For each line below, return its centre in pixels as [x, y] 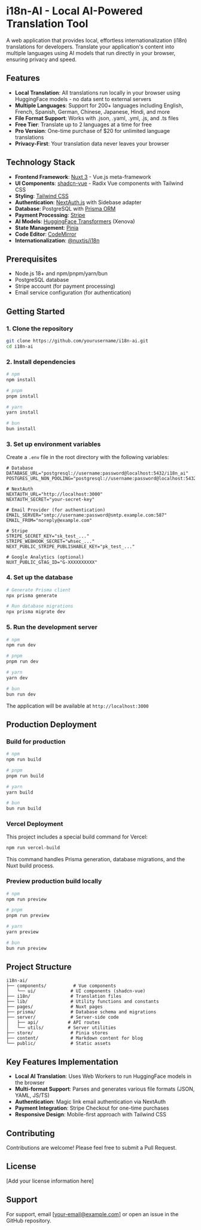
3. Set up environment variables [54, 444]
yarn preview [22, 932]
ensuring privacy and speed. [41, 59]
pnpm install [22, 396]
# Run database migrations [40, 606]
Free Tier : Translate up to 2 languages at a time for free [83, 124]
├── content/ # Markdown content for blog [75, 1038]
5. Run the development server [52, 627]
